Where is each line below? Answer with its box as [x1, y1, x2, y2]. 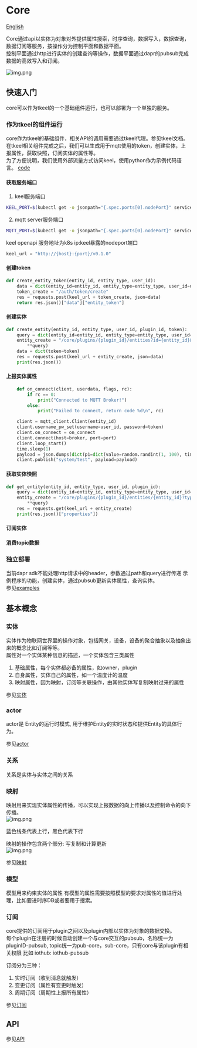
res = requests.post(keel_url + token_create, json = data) [16, 294, 161, 300]
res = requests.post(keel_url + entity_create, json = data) [16, 354, 164, 360]
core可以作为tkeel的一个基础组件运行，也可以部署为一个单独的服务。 [6, 104, 173, 111]
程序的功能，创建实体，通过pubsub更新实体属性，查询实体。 [11, 577, 158, 584]
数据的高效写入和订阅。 [6, 57, 63, 64]
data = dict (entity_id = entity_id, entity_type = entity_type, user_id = [16, 283, 191, 289]
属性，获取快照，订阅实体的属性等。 [11, 149, 98, 156]
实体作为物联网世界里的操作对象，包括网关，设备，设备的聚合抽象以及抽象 [6, 636, 186, 644]
